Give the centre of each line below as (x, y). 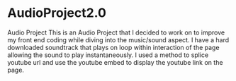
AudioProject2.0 (57, 13)
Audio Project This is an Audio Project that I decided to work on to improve (116, 32)
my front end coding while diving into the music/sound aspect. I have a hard (118, 39)
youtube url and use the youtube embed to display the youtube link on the (115, 62)
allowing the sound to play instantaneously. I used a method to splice (108, 55)
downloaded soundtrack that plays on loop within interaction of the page (113, 47)
